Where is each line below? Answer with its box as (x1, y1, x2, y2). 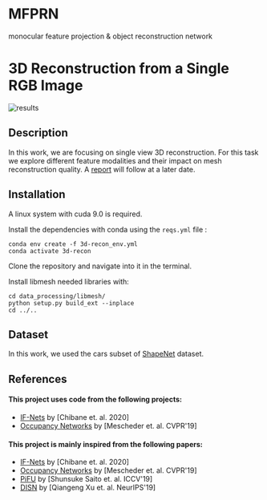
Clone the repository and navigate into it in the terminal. (8, 261, 192, 271)
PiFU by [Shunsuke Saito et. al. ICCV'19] (19, 474, 153, 484)
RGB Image (8, 77, 83, 95)
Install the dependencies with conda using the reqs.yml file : (8, 224, 208, 234)
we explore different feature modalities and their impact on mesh (8, 155, 222, 165)
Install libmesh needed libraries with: (8, 276, 130, 286)
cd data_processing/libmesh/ (8, 292, 106, 300)
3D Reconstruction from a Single (8, 59, 230, 78)
